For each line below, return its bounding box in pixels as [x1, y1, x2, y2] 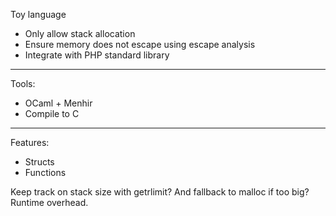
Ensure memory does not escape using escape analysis [24, 39, 256, 50]
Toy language [10, 9, 67, 20]
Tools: [10, 78, 36, 89]
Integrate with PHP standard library [24, 49, 170, 61]
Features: [10, 137, 50, 148]
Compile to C [24, 108, 80, 119]
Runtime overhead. [10, 197, 89, 208]
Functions [24, 167, 67, 178]
